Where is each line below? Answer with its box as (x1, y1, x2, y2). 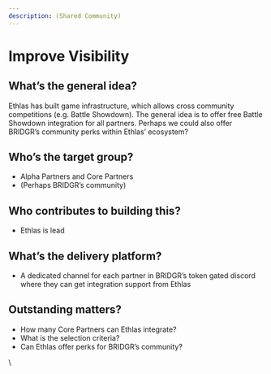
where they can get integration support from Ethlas (19, 280, 191, 289)
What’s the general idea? (8, 79, 138, 93)
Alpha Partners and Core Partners (19, 172, 134, 181)
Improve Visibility (8, 46, 130, 65)
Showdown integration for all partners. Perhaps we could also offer (8, 118, 233, 128)
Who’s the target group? (8, 150, 134, 164)
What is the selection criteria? (19, 333, 120, 342)
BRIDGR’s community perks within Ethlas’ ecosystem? (8, 127, 189, 137)
